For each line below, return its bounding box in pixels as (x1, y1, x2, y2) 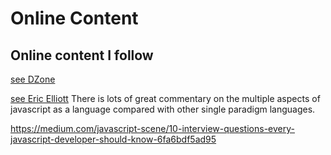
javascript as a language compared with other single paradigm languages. (10, 103, 316, 115)
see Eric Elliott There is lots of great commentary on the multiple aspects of (10, 93, 321, 104)
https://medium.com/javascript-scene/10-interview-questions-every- (10, 123, 295, 134)
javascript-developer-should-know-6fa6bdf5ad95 (10, 133, 217, 145)
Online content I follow (10, 47, 154, 64)
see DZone (10, 73, 56, 85)
